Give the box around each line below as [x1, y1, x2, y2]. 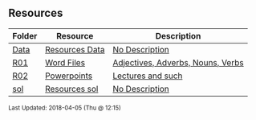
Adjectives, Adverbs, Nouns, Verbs [112, 56, 244, 68]
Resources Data [45, 43, 105, 55]
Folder [12, 30, 38, 41]
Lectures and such [112, 70, 183, 81]
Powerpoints [45, 70, 93, 81]
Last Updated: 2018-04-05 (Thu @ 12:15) [8, 104, 122, 112]
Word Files [45, 56, 86, 68]
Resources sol [45, 83, 99, 94]
